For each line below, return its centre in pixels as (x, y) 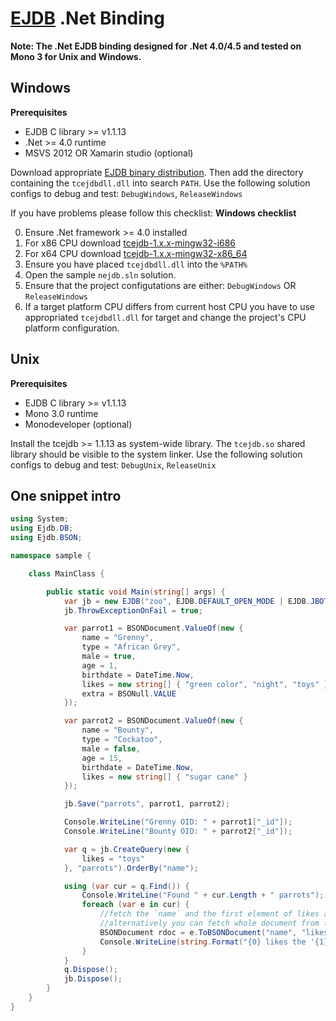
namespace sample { (51, 556)
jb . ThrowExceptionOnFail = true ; (133, 610)
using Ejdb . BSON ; (46, 538)
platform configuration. (72, 328)
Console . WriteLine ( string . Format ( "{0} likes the (203, 942)
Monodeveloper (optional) (78, 424)
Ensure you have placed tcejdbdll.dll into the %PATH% (136, 264)
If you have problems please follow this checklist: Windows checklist (153, 213)
